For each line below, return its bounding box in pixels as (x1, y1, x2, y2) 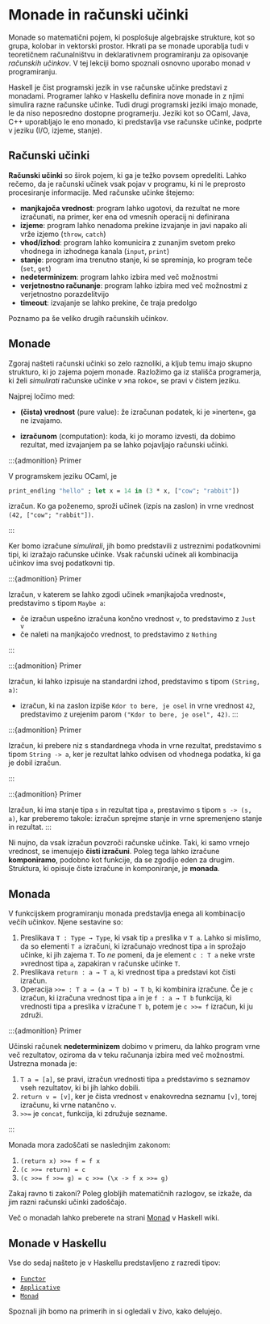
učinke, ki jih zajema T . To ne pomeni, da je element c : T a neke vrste (19, 950, 255, 960)
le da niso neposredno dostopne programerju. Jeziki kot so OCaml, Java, (8, 108, 251, 118)
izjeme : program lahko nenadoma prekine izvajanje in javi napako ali (19, 220, 247, 230)
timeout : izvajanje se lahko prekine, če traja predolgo (19, 298, 197, 307)
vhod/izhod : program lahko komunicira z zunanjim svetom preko (19, 237, 236, 247)
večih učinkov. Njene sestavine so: (8, 917, 123, 927)
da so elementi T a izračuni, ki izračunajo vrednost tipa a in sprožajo (19, 941, 247, 951)
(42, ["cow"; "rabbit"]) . (8, 510, 94, 519)
